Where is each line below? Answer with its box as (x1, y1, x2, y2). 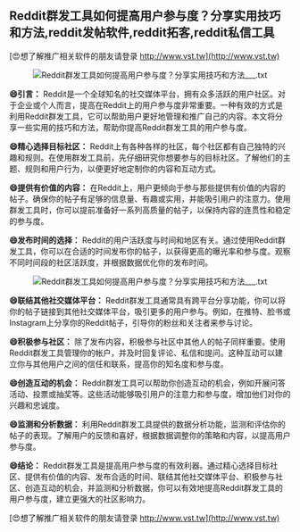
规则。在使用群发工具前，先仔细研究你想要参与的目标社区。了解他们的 (24, 152, 283, 162)
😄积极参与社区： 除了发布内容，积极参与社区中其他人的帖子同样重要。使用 (9, 336, 286, 346)
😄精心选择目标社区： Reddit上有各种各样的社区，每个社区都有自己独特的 (9, 141, 279, 152)
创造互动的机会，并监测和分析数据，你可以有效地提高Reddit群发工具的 (24, 482, 284, 493)
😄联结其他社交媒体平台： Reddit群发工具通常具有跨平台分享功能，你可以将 (9, 295, 286, 305)
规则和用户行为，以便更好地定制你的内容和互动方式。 (24, 163, 221, 174)
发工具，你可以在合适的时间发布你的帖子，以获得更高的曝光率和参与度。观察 (9, 245, 291, 256)
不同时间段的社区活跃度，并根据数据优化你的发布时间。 (9, 257, 212, 268)
